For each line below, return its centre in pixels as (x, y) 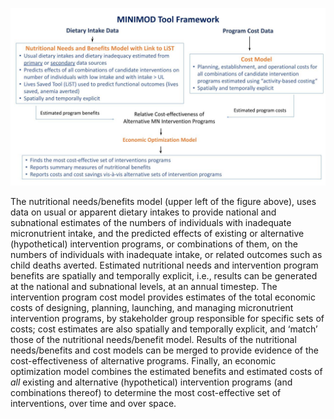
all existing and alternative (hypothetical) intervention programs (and (151, 382)
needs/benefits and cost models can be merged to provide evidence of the (164, 350)
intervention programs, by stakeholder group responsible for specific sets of (167, 318)
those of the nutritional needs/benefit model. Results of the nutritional (153, 339)
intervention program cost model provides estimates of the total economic (163, 297)
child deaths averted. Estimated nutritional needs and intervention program (164, 265)
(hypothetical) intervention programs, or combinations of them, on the (154, 244)
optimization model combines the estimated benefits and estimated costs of (166, 371)
